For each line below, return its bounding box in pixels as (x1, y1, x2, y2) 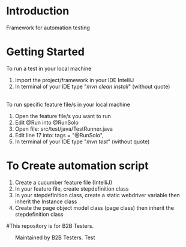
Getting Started (6, 45, 85, 59)
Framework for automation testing (6, 24, 90, 31)
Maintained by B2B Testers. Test (14, 234, 95, 241)
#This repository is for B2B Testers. (6, 222, 94, 229)
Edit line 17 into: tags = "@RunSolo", (14, 131, 104, 138)
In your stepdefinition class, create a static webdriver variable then (14, 191, 180, 198)
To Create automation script (6, 159, 149, 173)
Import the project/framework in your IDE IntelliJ (14, 76, 134, 83)
